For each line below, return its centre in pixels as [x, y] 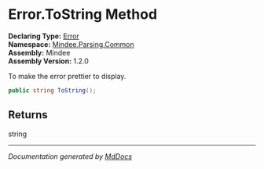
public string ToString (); [52, 90]
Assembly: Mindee [39, 52]
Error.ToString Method [83, 14]
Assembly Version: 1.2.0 [48, 61]
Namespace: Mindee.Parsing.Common [71, 44]
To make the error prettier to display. [67, 76]
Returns [28, 115]
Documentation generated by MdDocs [70, 156]
